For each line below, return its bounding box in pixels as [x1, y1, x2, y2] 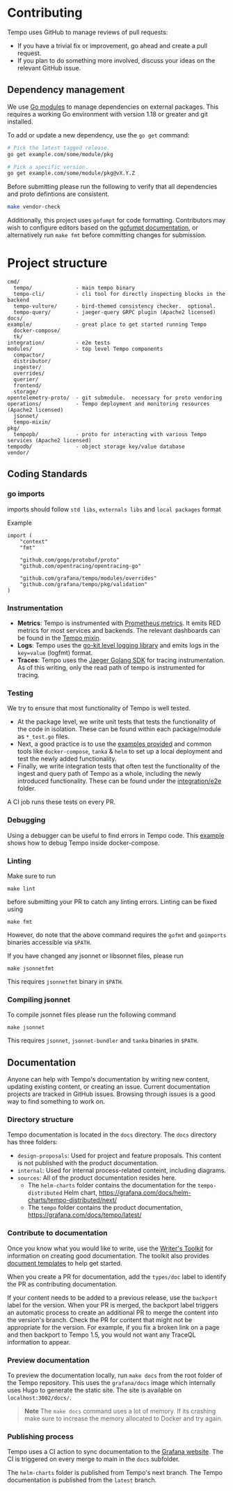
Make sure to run [7, 871, 56, 880]
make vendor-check [7, 204, 61, 211]
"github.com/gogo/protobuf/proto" [19, 556, 120, 563]
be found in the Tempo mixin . [17, 634, 102, 643]
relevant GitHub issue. [17, 63, 81, 72]
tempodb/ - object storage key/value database [7, 443, 186, 451]
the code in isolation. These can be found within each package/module [17, 725, 221, 733]
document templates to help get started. [7, 1259, 123, 1267]
